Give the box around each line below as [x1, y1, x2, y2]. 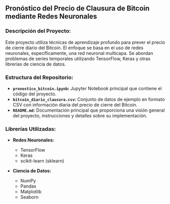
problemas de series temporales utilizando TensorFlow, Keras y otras [5, 55, 151, 62]
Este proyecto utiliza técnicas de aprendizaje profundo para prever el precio [5, 39, 165, 45]
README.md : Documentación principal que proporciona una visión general [12, 107, 165, 113]
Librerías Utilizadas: [5, 125, 56, 132]
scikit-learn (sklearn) [20, 158, 65, 164]
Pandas [20, 183, 37, 189]
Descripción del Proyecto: [5, 28, 71, 35]
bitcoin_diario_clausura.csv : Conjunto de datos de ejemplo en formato [12, 96, 165, 102]
